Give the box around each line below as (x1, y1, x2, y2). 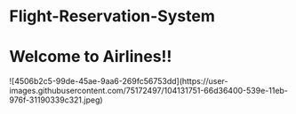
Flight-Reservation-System (9, 6, 215, 27)
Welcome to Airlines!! (9, 47, 172, 67)
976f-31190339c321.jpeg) (9, 95, 104, 105)
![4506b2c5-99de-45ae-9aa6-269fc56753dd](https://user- (9, 76, 228, 87)
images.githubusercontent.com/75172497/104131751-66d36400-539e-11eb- (9, 86, 289, 96)
